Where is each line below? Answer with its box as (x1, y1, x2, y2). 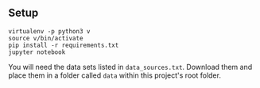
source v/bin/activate (8, 34, 83, 42)
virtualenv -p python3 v (8, 27, 91, 35)
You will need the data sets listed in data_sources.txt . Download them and (8, 62, 253, 71)
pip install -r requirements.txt (8, 41, 119, 49)
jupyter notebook (8, 48, 66, 56)
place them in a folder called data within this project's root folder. (8, 71, 221, 80)
